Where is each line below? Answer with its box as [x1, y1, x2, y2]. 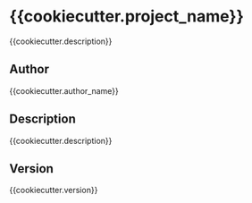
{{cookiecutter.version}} [9, 185, 98, 196]
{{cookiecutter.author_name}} [9, 85, 119, 96]
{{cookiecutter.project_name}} [9, 6, 244, 27]
